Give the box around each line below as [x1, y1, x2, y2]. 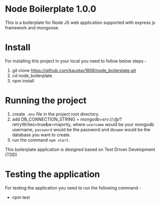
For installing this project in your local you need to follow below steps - [5, 58, 147, 64]
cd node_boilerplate [12, 72, 53, 79]
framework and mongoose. [5, 24, 59, 30]
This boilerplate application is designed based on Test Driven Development [5, 146, 156, 152]
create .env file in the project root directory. [12, 111, 100, 117]
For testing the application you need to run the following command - [5, 184, 142, 191]
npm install [12, 78, 35, 83]
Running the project [5, 95, 87, 106]
